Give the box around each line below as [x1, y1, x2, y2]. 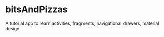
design [5, 25, 20, 31]
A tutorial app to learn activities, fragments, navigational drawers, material [5, 20, 159, 26]
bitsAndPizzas [5, 4, 68, 15]
